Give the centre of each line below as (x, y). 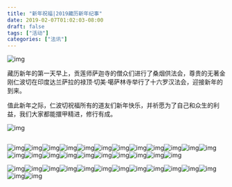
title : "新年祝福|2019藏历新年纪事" (55, 14)
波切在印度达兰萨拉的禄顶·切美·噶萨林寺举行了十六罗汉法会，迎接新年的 (121, 82)
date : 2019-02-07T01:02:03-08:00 (55, 20)
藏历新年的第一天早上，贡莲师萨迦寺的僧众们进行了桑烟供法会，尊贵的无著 (113, 73)
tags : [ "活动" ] (28, 33)
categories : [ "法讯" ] (37, 39)
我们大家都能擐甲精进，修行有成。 (68, 114)
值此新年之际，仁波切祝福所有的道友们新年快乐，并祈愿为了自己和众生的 (110, 105)
